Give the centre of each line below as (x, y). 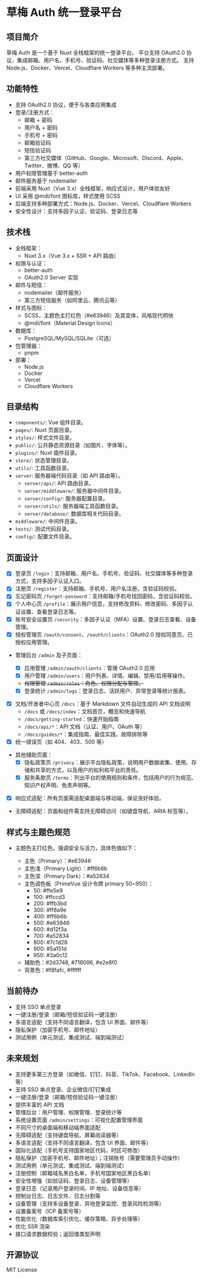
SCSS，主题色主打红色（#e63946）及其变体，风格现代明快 (99, 315)
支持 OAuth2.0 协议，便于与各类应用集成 (66, 105)
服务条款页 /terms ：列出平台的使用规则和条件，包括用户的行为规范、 (110, 777)
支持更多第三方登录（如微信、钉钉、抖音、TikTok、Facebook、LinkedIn (105, 1074)
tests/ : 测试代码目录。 (43, 529)
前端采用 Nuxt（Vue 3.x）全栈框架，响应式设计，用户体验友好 (93, 188)
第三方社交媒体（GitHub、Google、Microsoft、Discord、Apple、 (105, 158)
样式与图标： (31, 307)
